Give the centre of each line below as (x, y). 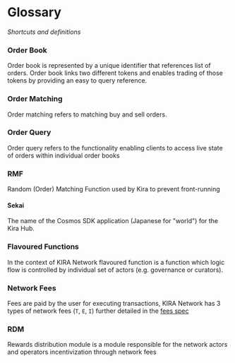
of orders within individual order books (64, 155)
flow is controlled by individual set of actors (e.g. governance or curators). (115, 270)
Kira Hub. (21, 228)
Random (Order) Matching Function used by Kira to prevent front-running (114, 189)
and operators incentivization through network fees (82, 352)
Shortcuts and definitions (44, 32)
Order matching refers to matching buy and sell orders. (87, 114)
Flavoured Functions (43, 246)
